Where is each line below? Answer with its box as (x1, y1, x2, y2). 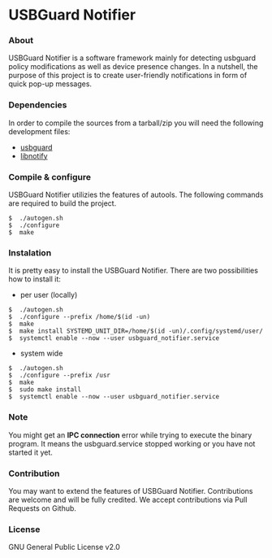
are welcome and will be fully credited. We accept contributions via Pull (8, 495, 248, 504)
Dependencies (8, 99, 67, 111)
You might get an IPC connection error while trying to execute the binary (8, 429, 253, 440)
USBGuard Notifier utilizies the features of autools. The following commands (8, 190, 264, 200)
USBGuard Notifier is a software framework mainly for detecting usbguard (8, 53, 257, 63)
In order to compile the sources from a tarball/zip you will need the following (8, 118, 264, 128)
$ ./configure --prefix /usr (8, 372, 111, 380)
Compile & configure (8, 171, 92, 182)
